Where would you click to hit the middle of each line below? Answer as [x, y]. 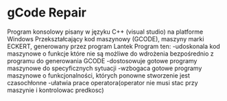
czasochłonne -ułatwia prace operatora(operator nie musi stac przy [103, 82]
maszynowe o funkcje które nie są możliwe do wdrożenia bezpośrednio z [110, 54]
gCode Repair [47, 13]
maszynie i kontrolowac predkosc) [56, 90]
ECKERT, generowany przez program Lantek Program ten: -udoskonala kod [114, 46]
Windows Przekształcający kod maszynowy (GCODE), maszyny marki [106, 38]
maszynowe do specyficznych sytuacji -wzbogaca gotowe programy [105, 68]
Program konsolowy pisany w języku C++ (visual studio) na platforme [105, 32]
